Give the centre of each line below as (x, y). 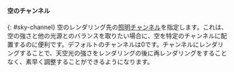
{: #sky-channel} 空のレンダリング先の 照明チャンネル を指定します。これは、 (117, 27)
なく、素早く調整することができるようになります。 (80, 62)
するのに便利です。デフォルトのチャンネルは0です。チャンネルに (106, 44)
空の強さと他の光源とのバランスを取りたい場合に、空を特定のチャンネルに (114, 36)
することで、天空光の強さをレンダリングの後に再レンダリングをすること (123, 53)
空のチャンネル (29, 10)
